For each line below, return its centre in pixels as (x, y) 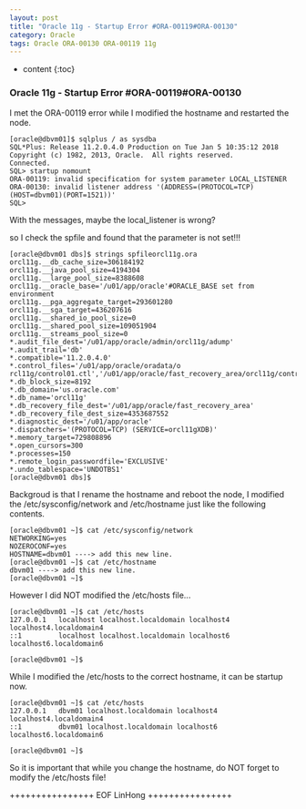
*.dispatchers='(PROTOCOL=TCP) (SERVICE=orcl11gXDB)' (114, 429)
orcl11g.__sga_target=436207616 (71, 310)
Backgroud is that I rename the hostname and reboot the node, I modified (147, 494)
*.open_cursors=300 (46, 445)
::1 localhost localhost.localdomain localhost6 (120, 635)
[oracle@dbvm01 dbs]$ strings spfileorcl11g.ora (103, 254)
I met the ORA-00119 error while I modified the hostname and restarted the (149, 113)
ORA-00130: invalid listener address (81, 187)
